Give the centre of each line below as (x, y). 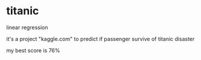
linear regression (27, 27)
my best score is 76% (33, 50)
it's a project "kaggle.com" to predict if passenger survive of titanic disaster (101, 39)
